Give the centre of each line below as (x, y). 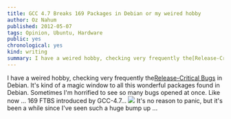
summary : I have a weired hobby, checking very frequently (93, 58)
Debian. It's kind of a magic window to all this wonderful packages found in (113, 85)
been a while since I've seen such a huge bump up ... (82, 108)
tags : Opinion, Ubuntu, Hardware (55, 33)
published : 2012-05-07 (40, 26)
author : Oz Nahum (32, 20)
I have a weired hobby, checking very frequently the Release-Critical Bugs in (115, 78)
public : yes (24, 39)
